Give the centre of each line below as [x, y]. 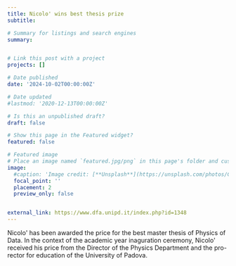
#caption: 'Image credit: [52, 174]
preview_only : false [44, 194]
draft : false [26, 123]
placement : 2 [33, 187]
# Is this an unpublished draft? [56, 116]
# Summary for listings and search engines [72, 33]
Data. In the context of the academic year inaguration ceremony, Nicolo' [111, 240]
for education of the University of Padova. [87, 255]
